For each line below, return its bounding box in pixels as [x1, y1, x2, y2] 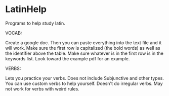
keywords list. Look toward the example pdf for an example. [5, 55, 130, 61]
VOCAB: [5, 30, 22, 36]
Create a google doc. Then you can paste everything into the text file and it [5, 39, 162, 46]
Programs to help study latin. [5, 20, 66, 26]
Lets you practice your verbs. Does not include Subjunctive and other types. [5, 75, 164, 81]
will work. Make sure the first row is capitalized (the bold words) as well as [5, 45, 160, 51]
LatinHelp [5, 4, 47, 15]
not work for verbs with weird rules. [5, 85, 79, 91]
